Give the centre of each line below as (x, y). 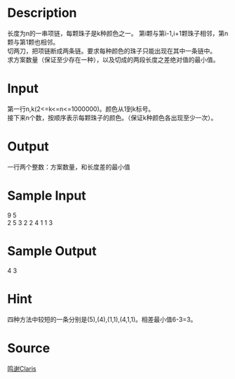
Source (29, 348)
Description (42, 13)
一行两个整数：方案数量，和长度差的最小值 (69, 167)
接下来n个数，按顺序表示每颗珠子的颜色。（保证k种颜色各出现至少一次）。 (112, 117)
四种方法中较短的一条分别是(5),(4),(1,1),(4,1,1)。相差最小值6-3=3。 (102, 319)
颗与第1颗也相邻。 (33, 42)
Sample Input (47, 195)
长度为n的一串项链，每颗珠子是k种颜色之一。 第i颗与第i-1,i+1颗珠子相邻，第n (118, 33)
